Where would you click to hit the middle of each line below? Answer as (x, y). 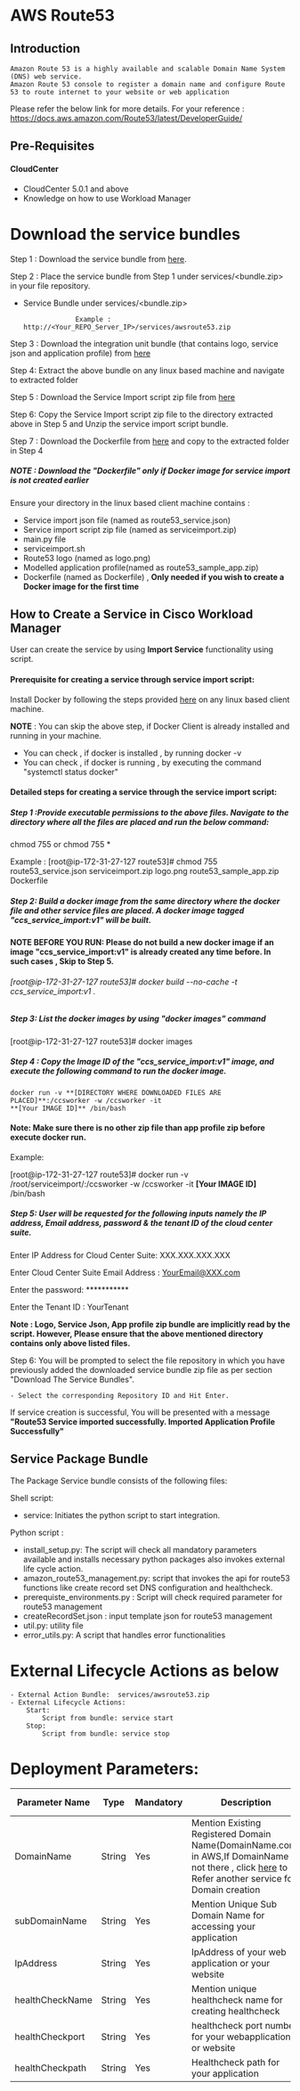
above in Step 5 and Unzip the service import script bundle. (119, 423)
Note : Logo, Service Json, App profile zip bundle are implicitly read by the (150, 1324)
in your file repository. (50, 285)
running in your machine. (56, 735)
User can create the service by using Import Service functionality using (142, 649)
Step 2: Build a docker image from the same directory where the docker (145, 901)
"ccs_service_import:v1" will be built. (81, 919)
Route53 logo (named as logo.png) (87, 558)
